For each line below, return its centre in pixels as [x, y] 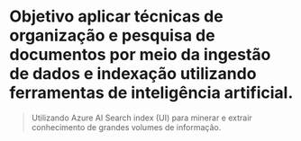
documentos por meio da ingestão [140, 55]
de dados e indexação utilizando [133, 74]
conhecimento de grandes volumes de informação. [126, 127]
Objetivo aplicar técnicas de [116, 17]
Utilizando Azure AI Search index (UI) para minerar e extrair [141, 118]
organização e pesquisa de [112, 35]
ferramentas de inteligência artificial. [151, 93]
